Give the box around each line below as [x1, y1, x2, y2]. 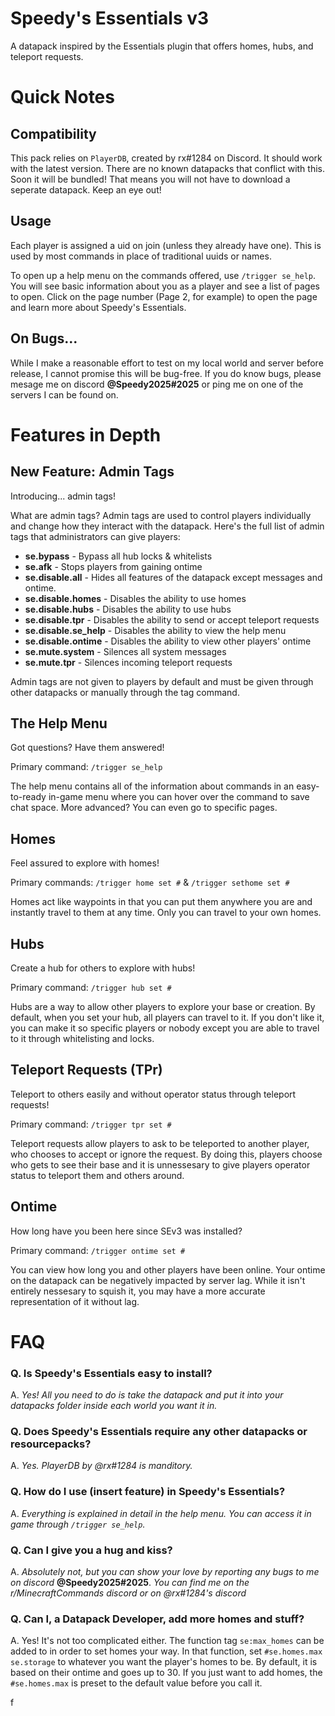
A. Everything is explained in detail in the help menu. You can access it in [10, 1507, 312, 1519]
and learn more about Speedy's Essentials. [10, 301, 187, 313]
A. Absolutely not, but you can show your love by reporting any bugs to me [10, 1566, 320, 1577]
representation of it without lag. [10, 1295, 140, 1307]
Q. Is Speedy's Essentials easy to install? [10, 1366, 213, 1380]
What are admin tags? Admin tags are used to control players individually [10, 509, 312, 521]
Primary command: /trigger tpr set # [10, 1118, 172, 1130]
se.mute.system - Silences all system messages [24, 645, 227, 657]
